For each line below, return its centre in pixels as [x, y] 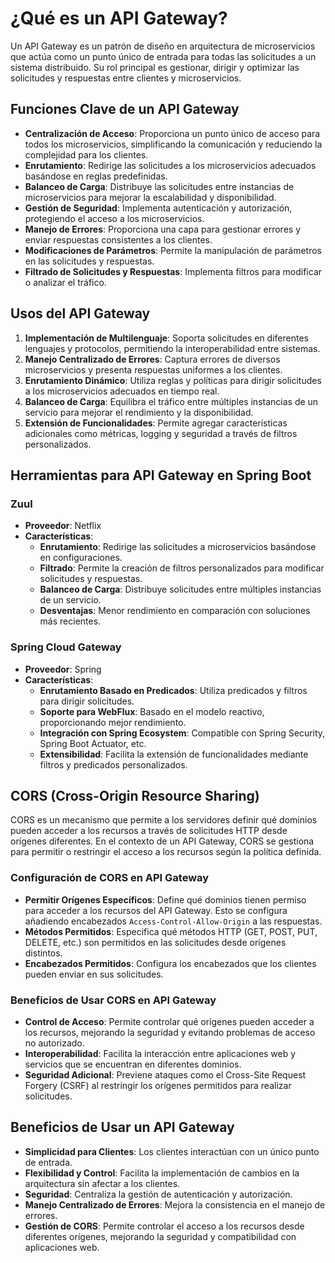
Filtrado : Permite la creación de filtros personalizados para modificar [182, 568]
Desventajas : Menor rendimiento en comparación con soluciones [175, 611]
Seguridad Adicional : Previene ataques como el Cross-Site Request [165, 1074]
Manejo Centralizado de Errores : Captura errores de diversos [152, 359]
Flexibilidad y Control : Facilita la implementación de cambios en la [162, 1173]
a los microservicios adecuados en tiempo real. [122, 391]
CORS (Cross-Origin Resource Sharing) [135, 795]
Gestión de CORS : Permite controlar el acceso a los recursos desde [164, 1226]
